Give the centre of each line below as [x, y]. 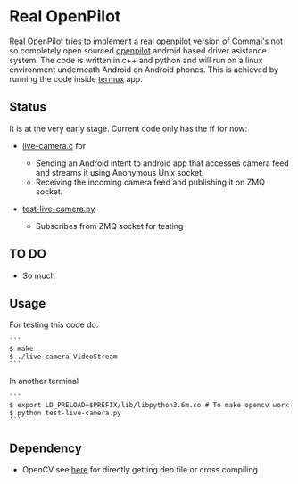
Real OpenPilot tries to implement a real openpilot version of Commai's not [146, 41]
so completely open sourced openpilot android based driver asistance [138, 50]
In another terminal [44, 381]
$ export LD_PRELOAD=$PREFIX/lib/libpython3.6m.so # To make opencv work [149, 406]
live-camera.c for [54, 145]
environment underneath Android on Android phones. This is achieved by [144, 70]
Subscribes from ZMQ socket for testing [109, 226]
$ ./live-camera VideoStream [63, 357]
